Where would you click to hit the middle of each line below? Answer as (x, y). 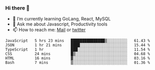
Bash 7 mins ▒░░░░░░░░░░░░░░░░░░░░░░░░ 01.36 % (78, 63)
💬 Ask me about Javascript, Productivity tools (60, 24)
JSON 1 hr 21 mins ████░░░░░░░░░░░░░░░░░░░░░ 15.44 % (78, 45)
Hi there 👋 (18, 8)
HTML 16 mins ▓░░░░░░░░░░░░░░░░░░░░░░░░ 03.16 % (78, 58)
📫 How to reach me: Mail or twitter (49, 30)
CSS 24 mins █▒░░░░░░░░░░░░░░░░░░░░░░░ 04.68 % (78, 54)
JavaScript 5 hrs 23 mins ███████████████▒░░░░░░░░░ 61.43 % (78, 41)
